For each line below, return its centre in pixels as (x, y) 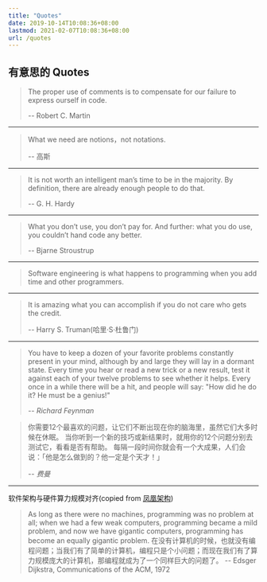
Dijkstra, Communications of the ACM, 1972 (99, 569)
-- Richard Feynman (61, 411)
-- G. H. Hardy (51, 204)
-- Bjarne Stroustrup (61, 251)
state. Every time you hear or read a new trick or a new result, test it (139, 370)
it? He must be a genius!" (69, 396)
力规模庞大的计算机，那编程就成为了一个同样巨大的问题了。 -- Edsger (142, 561)
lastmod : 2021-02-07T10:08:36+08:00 (69, 30)
